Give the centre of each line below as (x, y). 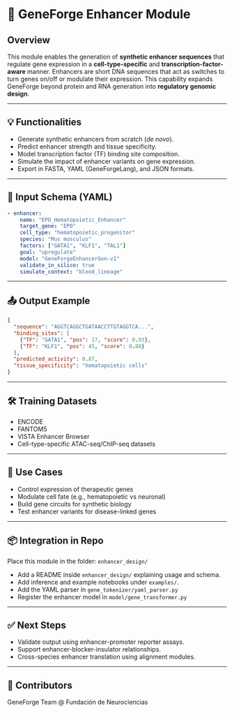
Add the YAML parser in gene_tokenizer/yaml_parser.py (97, 590)
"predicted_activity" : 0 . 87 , (56, 359)
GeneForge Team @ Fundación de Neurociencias (78, 702)
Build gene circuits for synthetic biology (74, 504)
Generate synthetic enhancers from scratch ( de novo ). (95, 139)
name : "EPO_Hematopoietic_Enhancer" (73, 220)
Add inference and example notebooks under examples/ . (98, 582)
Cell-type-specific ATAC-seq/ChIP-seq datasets (86, 444)
